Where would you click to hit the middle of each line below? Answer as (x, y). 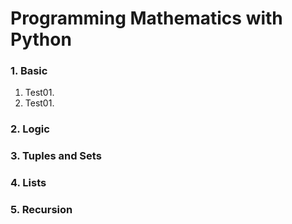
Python (41, 39)
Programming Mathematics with (146, 18)
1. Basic (29, 71)
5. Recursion (41, 210)
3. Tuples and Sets (56, 156)
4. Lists (28, 183)
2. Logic (30, 129)
